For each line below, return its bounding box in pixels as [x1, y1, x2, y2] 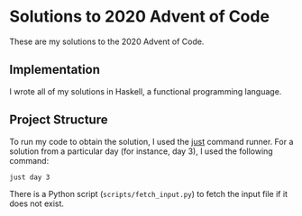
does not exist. [9, 198, 65, 209]
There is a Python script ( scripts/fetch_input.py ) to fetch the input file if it [9, 188, 288, 199]
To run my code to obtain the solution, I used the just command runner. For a [9, 136, 294, 147]
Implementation [9, 62, 101, 77]
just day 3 [9, 173, 50, 182]
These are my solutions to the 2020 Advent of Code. [9, 36, 205, 47]
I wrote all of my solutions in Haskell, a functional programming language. [9, 85, 282, 96]
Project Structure [9, 112, 108, 128]
